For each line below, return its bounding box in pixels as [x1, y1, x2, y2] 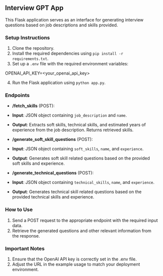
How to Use [5, 206, 33, 213]
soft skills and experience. [12, 160, 65, 166]
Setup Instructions [5, 34, 50, 41]
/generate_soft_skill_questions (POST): [12, 137, 93, 142]
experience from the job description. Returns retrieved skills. [12, 127, 134, 133]
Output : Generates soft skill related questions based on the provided [12, 156, 150, 161]
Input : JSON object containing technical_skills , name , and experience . [12, 179, 155, 185]
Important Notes [5, 245, 45, 252]
